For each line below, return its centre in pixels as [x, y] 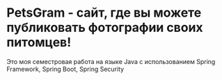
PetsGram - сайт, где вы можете [104, 13]
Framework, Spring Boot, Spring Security [65, 69]
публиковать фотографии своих [105, 27]
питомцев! [39, 42]
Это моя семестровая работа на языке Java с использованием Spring [111, 61]
